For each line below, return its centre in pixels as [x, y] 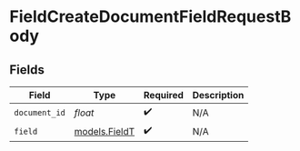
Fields [27, 70]
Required [164, 95]
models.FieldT [105, 131]
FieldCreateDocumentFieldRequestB [150, 17]
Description [218, 95]
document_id [40, 112]
